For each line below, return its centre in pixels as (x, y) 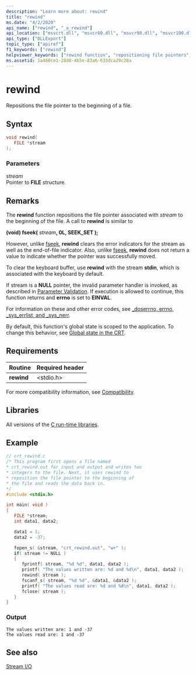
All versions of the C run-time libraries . (52, 424)
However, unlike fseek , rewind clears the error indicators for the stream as (95, 244)
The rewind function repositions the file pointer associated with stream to (94, 215)
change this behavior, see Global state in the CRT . (66, 333)
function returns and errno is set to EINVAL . (59, 297)
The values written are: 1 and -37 (49, 629)
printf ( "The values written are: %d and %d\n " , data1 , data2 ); (102, 570)
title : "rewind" (26, 17)
